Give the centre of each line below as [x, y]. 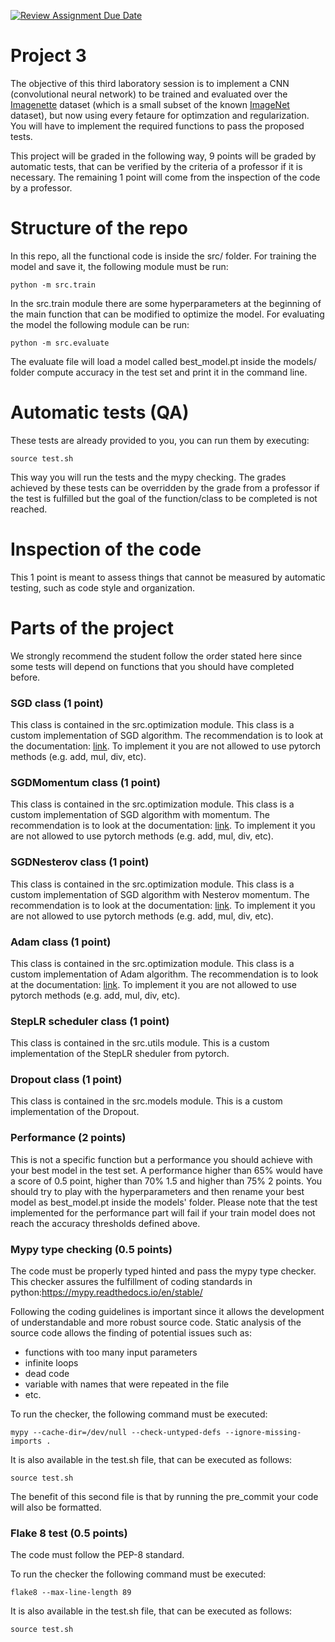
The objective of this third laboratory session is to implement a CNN [150, 83]
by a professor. [41, 187]
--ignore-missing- [263, 1433]
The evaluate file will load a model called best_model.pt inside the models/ [163, 361]
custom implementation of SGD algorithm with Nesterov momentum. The [160, 894]
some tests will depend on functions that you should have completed [152, 666]
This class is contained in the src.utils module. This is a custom [140, 1043]
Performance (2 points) [68, 1138]
